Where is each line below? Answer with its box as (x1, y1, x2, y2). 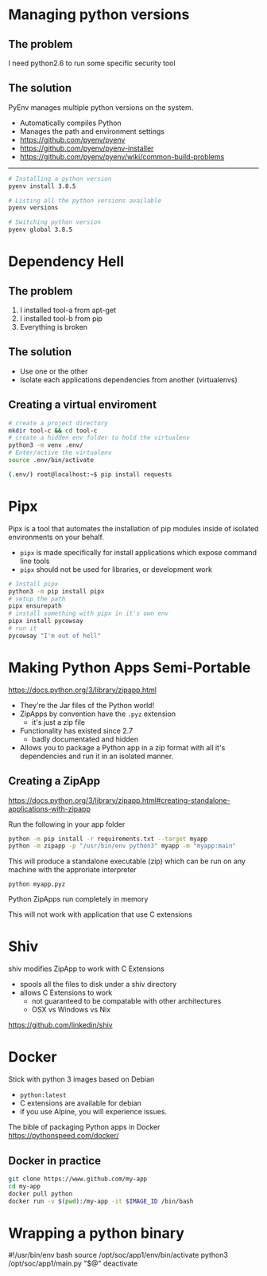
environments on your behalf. (8, 532, 105, 542)
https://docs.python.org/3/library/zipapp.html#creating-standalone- (8, 795, 230, 805)
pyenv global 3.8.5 (8, 225, 73, 234)
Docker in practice (8, 1153, 102, 1168)
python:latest (19, 1091, 67, 1100)
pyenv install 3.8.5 (8, 182, 77, 190)
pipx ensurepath (8, 602, 62, 610)
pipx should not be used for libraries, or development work (19, 564, 213, 574)
